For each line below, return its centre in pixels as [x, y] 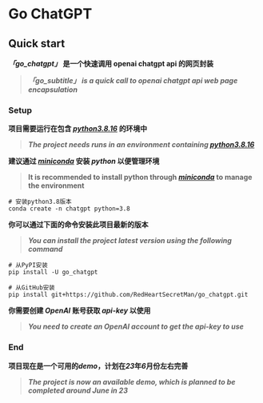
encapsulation [53, 90]
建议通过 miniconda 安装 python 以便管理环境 [84, 162]
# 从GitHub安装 [32, 288]
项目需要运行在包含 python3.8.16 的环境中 [78, 129]
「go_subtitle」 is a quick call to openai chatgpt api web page [133, 80]
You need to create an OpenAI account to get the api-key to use [135, 327]
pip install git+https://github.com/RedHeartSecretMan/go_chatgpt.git [128, 295]
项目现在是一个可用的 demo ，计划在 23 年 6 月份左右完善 [98, 365]
